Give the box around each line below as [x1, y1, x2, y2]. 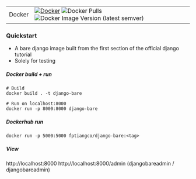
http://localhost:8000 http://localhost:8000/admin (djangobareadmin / [6, 160, 174, 167]
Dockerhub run [6, 118, 44, 125]
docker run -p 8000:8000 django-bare [6, 106, 98, 112]
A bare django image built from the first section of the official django [14, 45, 180, 52]
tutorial [14, 51, 32, 58]
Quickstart [6, 32, 37, 40]
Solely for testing [14, 57, 56, 64]
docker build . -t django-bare [6, 91, 82, 97]
